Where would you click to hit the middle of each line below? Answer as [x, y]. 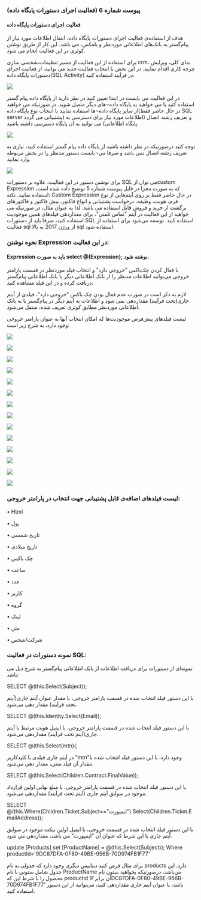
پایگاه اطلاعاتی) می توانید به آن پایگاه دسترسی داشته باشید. [73, 124]
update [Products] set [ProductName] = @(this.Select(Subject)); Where [95, 847]
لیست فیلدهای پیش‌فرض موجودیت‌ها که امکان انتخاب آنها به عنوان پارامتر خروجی [96, 319]
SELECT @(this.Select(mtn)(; [42, 746]
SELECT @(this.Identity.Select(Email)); [54, 716]
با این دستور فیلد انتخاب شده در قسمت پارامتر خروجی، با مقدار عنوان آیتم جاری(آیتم [100, 698]
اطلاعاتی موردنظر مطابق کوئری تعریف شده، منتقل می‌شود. [73, 307]
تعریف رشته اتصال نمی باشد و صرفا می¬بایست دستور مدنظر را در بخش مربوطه [97, 153]
